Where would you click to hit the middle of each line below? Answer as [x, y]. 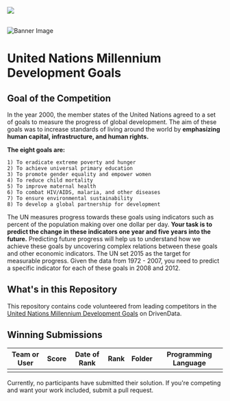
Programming [189, 354]
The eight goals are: [36, 150]
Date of [87, 354]
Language [190, 363]
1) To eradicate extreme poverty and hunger [72, 162]
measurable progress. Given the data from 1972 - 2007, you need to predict [113, 261]
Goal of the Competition [59, 98]
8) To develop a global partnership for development [84, 204]
